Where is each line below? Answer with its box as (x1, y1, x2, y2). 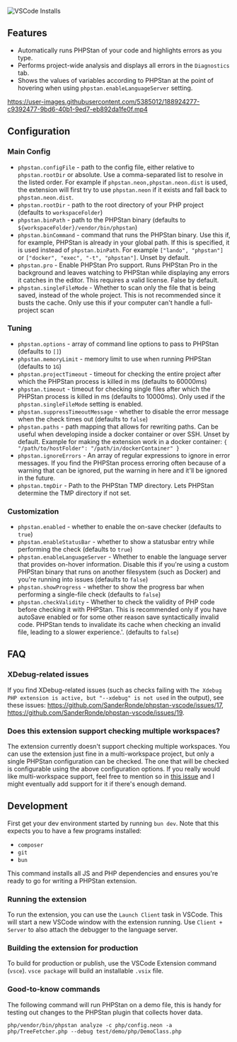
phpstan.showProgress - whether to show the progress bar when (17, 583, 204, 591)
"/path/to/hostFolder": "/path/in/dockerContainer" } (17, 445, 180, 452)
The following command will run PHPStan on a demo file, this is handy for (7, 1000, 221, 1009)
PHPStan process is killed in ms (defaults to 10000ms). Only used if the (17, 392, 225, 400)
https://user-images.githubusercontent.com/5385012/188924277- (7, 97, 200, 106)
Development (7, 800, 69, 812)
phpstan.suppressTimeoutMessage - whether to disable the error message (17, 407, 229, 416)
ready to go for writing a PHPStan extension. (7, 876, 137, 885)
